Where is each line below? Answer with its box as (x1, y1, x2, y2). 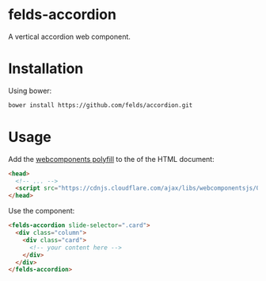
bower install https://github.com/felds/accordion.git (8, 101, 193, 109)
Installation (8, 60, 84, 78)
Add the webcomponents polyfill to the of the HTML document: (8, 154, 215, 164)
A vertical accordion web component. (8, 32, 131, 41)
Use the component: (8, 206, 75, 216)
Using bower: (8, 86, 52, 95)
